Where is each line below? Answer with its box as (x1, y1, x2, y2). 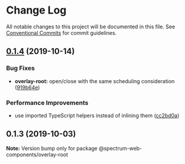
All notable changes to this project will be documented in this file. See (6, 23, 176, 30)
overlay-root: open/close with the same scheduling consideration (14, 77, 175, 84)
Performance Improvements (6, 99, 89, 107)
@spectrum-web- (98, 145, 143, 152)
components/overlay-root (6, 151, 68, 158)
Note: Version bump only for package (6, 145, 98, 152)
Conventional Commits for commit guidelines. (6, 29, 117, 36)
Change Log (6, 4, 67, 17)
